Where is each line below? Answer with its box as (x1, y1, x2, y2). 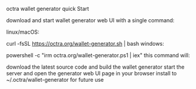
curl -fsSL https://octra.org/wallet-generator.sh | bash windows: (6, 40, 165, 47)
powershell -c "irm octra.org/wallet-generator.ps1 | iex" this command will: (6, 52, 190, 59)
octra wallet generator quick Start (6, 5, 89, 12)
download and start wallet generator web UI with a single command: (6, 17, 175, 23)
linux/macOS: (6, 28, 40, 35)
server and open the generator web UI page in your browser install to (6, 70, 177, 77)
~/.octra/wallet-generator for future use (6, 76, 104, 83)
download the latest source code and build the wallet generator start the (6, 63, 185, 70)
